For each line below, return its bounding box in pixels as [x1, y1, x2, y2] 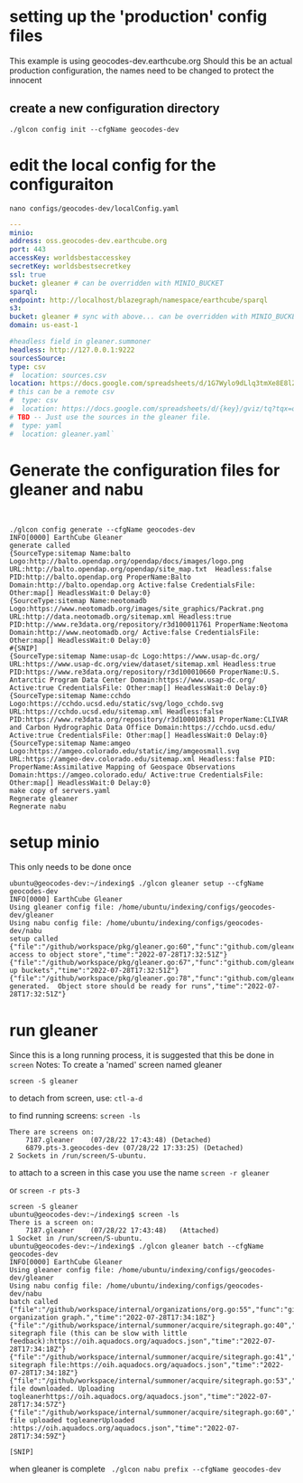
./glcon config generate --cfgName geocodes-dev [9, 524, 196, 534]
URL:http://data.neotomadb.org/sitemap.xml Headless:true [9, 612, 232, 621]
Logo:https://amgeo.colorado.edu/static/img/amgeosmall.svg [9, 746, 241, 756]
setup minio [9, 832, 100, 852]
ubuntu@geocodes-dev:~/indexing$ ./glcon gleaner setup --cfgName [9, 879, 264, 888]
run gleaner [9, 1020, 98, 1041]
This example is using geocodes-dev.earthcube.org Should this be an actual [9, 55, 293, 66]
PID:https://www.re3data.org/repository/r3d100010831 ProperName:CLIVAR [9, 714, 289, 724]
